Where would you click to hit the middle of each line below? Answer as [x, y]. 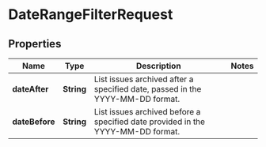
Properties [35, 44]
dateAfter [30, 89]
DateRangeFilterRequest [91, 15]
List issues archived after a [144, 79]
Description [158, 66]
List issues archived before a [147, 112]
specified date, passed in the [148, 89]
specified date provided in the [150, 122]
